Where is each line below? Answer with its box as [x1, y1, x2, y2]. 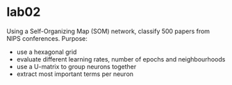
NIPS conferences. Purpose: [6, 34, 88, 42]
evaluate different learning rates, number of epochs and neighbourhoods [16, 55, 226, 63]
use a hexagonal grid [16, 48, 77, 56]
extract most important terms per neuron [16, 70, 133, 78]
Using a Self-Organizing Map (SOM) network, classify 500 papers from [6, 27, 210, 35]
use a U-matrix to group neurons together [16, 62, 137, 70]
